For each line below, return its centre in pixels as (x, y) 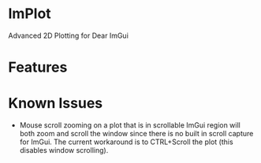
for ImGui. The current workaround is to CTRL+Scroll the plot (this (127, 142)
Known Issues (56, 104)
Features (38, 67)
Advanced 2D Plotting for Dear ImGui (68, 35)
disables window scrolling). (64, 150)
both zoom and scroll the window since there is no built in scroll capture (136, 134)
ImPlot (30, 14)
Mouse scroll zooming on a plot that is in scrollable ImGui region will (130, 125)
